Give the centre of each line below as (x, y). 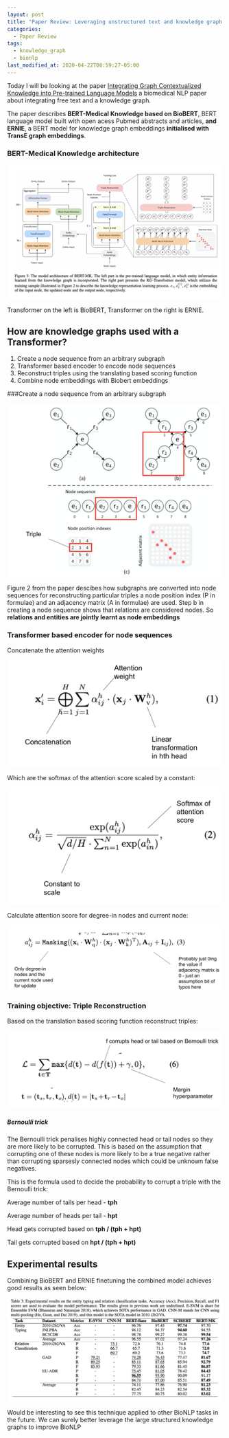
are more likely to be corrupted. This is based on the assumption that (105, 1147)
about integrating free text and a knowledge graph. (79, 100)
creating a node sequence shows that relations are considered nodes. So (110, 610)
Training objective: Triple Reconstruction (77, 1006)
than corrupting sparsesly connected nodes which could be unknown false (113, 1161)
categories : (24, 29)
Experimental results (52, 1264)
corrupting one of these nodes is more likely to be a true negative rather (109, 1154)
